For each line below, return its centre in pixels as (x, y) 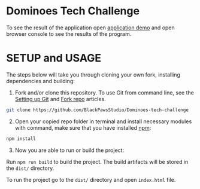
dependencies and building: (40, 81)
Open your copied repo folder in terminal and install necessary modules (103, 121)
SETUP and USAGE (54, 58)
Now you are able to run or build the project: (69, 150)
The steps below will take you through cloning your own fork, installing (93, 74)
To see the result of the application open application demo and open (90, 28)
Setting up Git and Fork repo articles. (60, 99)
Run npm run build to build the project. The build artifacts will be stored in (97, 161)
